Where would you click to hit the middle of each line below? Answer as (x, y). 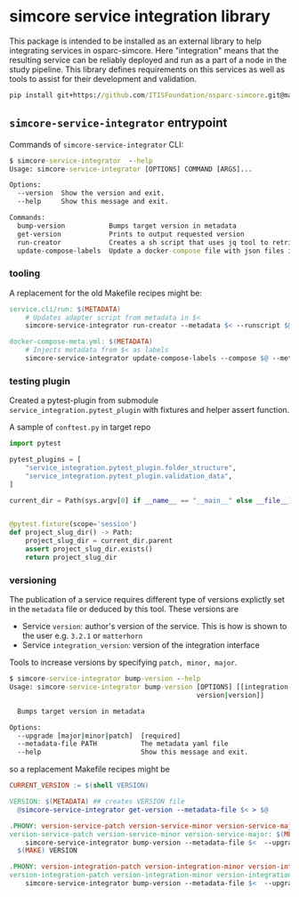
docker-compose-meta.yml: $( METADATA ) (81, 342)
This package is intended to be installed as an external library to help (136, 41)
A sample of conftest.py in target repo (80, 427)
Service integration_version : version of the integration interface (141, 645)
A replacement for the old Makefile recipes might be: (106, 293)
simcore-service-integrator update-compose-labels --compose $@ (147, 359)
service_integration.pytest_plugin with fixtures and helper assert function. (149, 410)
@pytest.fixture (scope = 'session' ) (73, 524)
